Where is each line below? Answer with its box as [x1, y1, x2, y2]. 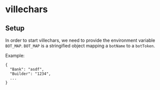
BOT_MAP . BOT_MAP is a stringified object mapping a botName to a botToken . [5, 43, 155, 49]
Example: [5, 52, 25, 58]
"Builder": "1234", [10, 71, 51, 76]
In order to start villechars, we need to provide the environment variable [5, 37, 155, 43]
